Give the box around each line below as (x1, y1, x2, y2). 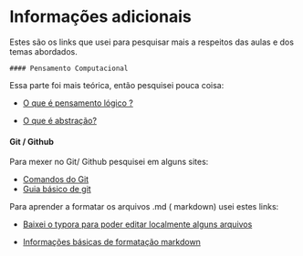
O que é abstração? (22, 115, 98, 126)
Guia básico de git (22, 184, 91, 195)
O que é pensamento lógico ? (22, 97, 134, 108)
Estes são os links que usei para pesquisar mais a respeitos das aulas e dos (9, 36, 295, 47)
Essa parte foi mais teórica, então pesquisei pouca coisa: (9, 79, 225, 90)
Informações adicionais (9, 6, 192, 27)
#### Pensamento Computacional (9, 64, 129, 73)
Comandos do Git (22, 174, 89, 185)
